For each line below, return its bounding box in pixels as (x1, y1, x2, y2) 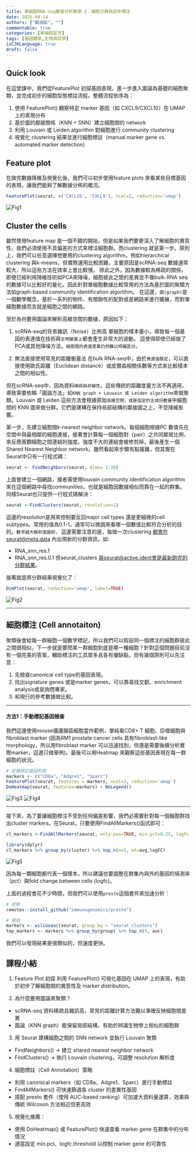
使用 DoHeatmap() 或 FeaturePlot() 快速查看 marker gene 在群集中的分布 (14, 1126, 189, 1133)
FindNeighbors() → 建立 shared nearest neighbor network (14, 1047, 153, 1054)
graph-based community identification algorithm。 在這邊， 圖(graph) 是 (16, 288, 188, 295)
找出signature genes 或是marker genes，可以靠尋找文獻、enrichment (14, 678, 182, 685)
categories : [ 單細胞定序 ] (6, 30, 65, 36)
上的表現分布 (14, 112, 45, 119)
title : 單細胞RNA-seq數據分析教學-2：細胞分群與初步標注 (6, 8, 131, 15)
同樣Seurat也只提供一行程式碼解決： (6, 490, 94, 497)
